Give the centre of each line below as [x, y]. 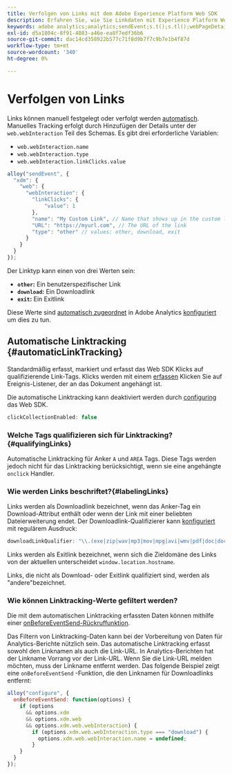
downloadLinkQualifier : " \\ [48, 541]
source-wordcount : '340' [43, 53]
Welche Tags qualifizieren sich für [66, 435]
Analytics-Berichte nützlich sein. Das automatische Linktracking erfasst [109, 644]
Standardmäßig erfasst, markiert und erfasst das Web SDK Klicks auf [105, 369]
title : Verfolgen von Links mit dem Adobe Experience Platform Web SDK [112, 14]
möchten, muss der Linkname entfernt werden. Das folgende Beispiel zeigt [113, 666]
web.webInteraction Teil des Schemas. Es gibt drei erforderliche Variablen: [113, 133]
